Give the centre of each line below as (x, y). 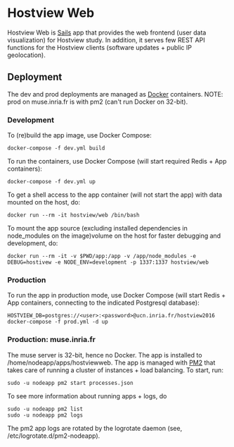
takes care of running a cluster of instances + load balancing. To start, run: (115, 370)
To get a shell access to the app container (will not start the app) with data (115, 195)
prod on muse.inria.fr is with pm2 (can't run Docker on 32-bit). (98, 102)
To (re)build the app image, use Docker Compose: (80, 135)
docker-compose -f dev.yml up (52, 182)
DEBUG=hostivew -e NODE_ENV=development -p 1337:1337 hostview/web (108, 262)
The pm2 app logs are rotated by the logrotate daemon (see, (95, 428)
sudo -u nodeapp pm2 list (45, 409)
